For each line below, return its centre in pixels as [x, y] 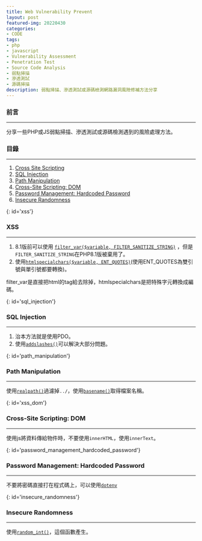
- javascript [23, 51]
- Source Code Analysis [36, 68]
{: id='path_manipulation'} [38, 356]
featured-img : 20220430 [36, 23]
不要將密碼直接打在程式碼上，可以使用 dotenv [62, 485]
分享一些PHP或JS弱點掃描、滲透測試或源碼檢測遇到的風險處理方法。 [91, 132]
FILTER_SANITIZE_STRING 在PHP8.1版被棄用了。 [72, 254]
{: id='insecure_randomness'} [43, 497]
